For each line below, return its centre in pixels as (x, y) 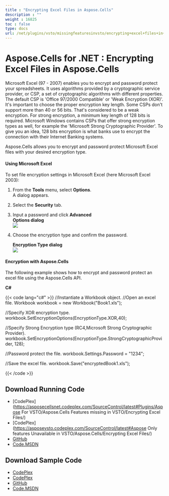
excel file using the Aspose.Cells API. (44, 278)
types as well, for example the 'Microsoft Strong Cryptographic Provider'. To (84, 126)
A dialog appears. (31, 195)
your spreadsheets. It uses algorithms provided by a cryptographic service (82, 88)
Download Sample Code (44, 460)
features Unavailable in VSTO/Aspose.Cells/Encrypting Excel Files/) (82, 434)
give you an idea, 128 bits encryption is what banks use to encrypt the (78, 131)
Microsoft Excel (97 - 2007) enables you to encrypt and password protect (81, 83)
